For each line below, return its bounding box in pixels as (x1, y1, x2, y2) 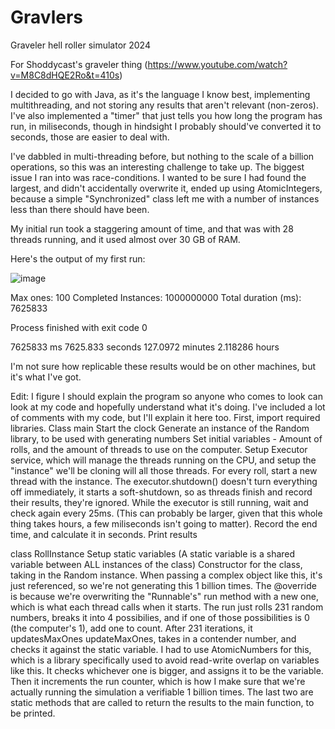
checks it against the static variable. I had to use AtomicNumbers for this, (10, 643, 312, 655)
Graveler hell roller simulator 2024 (10, 39, 151, 51)
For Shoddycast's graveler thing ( (10, 58, 148, 70)
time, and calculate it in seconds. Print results (10, 528, 198, 540)
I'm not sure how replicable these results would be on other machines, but (10, 360, 317, 372)
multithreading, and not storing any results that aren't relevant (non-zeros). (10, 99, 319, 111)
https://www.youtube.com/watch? (147, 58, 288, 70)
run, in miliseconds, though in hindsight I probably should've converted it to (10, 120, 322, 132)
